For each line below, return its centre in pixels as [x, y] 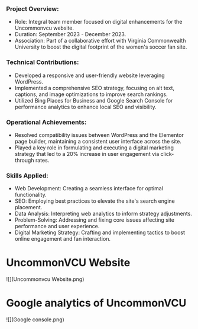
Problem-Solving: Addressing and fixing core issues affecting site [94, 220]
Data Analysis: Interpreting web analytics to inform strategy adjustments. [103, 214]
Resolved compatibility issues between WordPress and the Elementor [99, 135]
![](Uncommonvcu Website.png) [45, 279]
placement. [28, 207]
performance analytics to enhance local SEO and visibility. [85, 107]
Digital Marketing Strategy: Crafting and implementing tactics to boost [100, 232]
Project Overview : [33, 9]
